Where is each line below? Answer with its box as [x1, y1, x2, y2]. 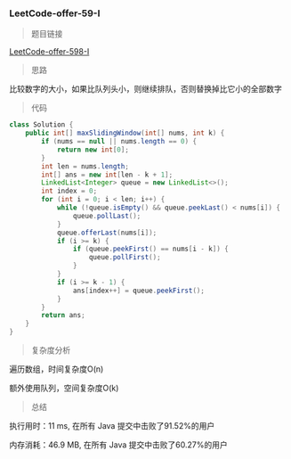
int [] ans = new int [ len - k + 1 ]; [41, 170, 174, 179]
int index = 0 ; [41, 186, 98, 196]
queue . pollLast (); [72, 211, 141, 220]
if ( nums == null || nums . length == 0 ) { [41, 137, 198, 146]
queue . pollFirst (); [88, 253, 162, 262]
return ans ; [41, 311, 86, 320]
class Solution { [9, 120, 74, 129]
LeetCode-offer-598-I [9, 46, 90, 57]
